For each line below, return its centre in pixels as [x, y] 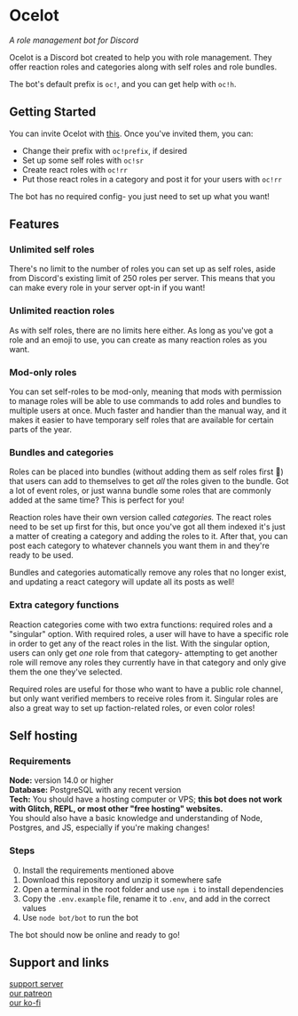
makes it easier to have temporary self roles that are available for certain [141, 420]
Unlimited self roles [52, 250]
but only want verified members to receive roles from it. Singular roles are [144, 698]
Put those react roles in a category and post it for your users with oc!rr [152, 179]
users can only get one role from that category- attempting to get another [143, 653]
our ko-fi [25, 1003]
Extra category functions [64, 605]
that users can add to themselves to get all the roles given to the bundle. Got [149, 481]
